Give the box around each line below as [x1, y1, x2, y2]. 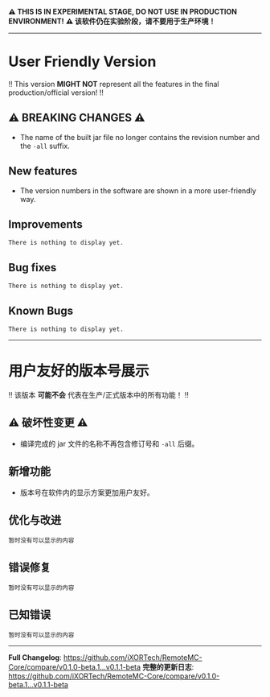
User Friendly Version [8, 52, 157, 71]
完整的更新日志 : [142, 662, 194, 671]
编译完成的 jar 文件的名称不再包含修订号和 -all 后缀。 [19, 439, 199, 448]
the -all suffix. [19, 141, 70, 151]
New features [8, 164, 78, 178]
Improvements [8, 217, 83, 231]
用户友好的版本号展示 [8, 362, 150, 381]
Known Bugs [8, 303, 74, 317]
